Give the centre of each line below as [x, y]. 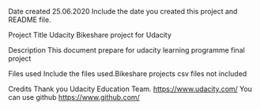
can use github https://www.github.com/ [74, 97]
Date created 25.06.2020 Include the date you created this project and [123, 11]
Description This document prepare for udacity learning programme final [126, 50]
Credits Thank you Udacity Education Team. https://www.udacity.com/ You [130, 89]
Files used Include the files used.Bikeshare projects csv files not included [128, 73]
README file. [30, 20]
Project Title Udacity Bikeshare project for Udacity [90, 35]
